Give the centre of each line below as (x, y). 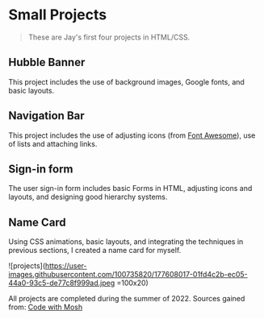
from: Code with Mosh (46, 307)
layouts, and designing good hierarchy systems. (88, 197)
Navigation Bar (46, 116)
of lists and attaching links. (53, 143)
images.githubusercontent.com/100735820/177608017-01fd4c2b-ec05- (128, 275)
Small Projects (58, 15)
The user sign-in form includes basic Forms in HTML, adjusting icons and (130, 188)
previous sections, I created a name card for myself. (95, 251)
